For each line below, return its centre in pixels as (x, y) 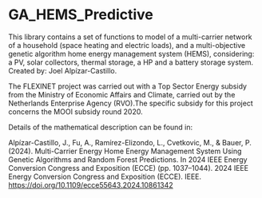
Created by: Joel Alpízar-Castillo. (63, 70)
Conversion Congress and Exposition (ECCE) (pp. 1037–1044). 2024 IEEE (129, 168)
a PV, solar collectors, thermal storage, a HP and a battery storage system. (131, 62)
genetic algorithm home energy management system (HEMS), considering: (131, 53)
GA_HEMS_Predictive (81, 15)
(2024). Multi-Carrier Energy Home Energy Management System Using (125, 151)
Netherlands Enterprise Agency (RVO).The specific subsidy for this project (131, 103)
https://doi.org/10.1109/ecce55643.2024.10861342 (91, 184)
